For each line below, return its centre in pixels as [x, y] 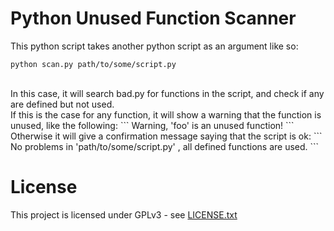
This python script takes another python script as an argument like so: [154, 46]
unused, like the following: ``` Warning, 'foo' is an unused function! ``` [152, 125]
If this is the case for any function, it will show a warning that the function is [166, 114]
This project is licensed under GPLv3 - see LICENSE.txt [124, 214]
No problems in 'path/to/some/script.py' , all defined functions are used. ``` [165, 146]
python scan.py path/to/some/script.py [93, 64]
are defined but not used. [62, 104]
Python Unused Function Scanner [153, 18]
